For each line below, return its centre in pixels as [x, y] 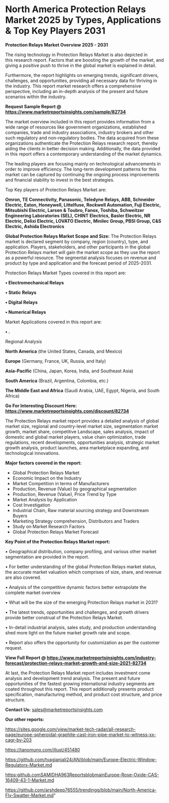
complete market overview [33, 593]
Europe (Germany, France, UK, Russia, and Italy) [55, 361]
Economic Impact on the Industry [47, 478]
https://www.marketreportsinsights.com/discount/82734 [67, 411]
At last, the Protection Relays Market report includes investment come [78, 673]
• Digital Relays [21, 302]
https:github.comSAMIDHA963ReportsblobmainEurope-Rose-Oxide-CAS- [82, 775]
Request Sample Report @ [33, 106]
